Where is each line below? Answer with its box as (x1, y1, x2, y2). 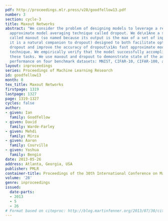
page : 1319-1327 (5, 96, 39, 101)
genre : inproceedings (5, 180, 50, 185)
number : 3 (5, 12, 26, 17)
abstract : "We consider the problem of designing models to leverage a (5, 26, 157, 31)
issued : (5, 185, 21, 190)
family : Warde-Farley (9, 124, 55, 129)
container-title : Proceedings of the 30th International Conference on (5, 171, 157, 176)
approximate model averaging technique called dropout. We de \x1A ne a (9, 31, 160, 36)
